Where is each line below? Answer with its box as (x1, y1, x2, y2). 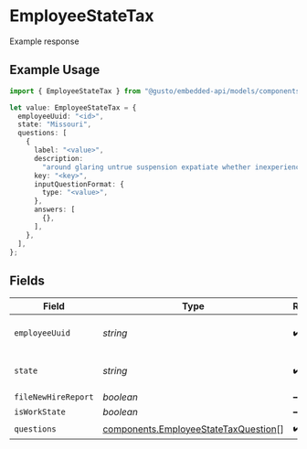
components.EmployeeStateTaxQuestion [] (102, 422, 284, 435)
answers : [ (33, 205, 76, 215)
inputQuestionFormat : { (33, 179, 125, 188)
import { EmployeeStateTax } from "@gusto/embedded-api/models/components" (9, 86, 304, 96)
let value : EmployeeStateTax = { (9, 102, 137, 112)
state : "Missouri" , (17, 120, 92, 129)
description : (33, 154, 84, 163)
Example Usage (9, 62, 101, 78)
